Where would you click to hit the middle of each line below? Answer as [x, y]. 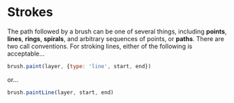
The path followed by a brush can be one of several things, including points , [117, 31]
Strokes [30, 12]
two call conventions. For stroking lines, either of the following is [100, 46]
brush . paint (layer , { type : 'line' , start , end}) [79, 66]
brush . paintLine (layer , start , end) [60, 92]
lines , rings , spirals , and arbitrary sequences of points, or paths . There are [116, 38]
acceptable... [26, 54]
